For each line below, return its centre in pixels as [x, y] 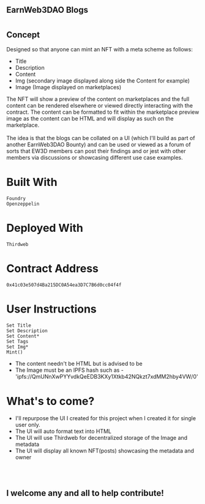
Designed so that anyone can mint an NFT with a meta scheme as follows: [99, 49]
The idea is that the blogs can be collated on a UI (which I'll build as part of [101, 138]
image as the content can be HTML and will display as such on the [90, 118]
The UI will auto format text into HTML [63, 431]
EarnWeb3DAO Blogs [47, 10]
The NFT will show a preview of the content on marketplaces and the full [98, 99]
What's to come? [50, 401]
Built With [32, 182]
